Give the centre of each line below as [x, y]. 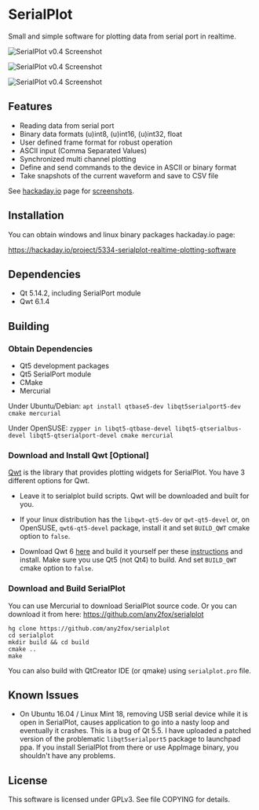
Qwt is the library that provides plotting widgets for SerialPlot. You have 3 [127, 472]
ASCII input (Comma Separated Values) [83, 150]
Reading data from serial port [67, 125]
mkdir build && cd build [49, 642]
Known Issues [44, 696]
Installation [36, 216]
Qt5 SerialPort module [55, 374]
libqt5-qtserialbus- [208, 429]
